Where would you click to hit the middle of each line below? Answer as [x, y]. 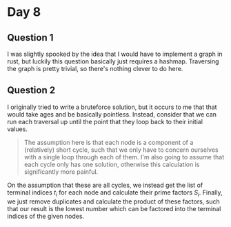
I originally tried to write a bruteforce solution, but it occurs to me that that [112, 107]
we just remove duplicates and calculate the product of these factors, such [113, 201]
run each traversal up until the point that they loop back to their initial [105, 121]
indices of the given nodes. [46, 216]
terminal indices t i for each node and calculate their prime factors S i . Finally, [115, 193]
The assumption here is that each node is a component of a [109, 142]
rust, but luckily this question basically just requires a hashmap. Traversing [113, 61]
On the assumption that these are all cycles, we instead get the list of [105, 185]
